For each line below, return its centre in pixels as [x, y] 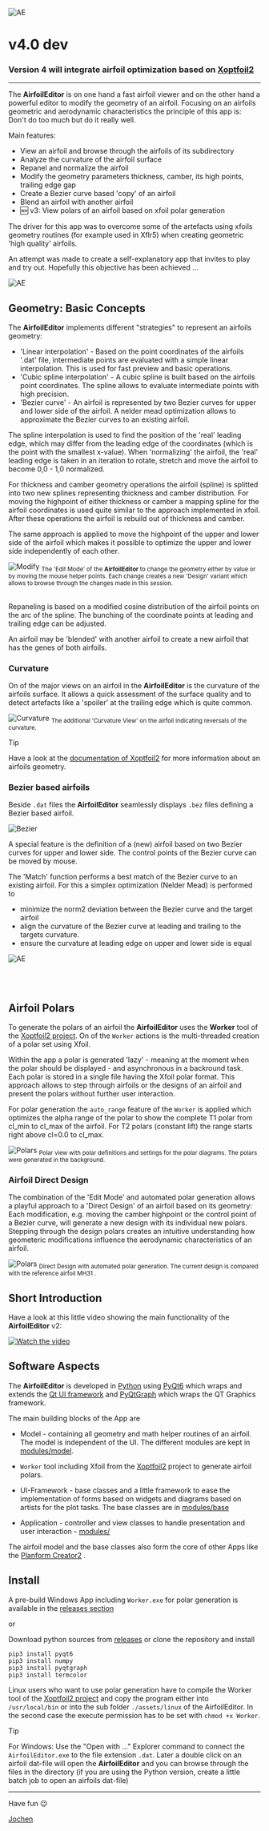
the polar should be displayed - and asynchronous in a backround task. [126, 1068]
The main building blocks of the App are [74, 1418]
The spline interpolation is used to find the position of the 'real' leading [125, 435]
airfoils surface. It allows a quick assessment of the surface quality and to [130, 694]
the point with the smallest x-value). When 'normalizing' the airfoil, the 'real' [133, 452]
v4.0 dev [38, 45]
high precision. [44, 394]
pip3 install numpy [41, 1661]
